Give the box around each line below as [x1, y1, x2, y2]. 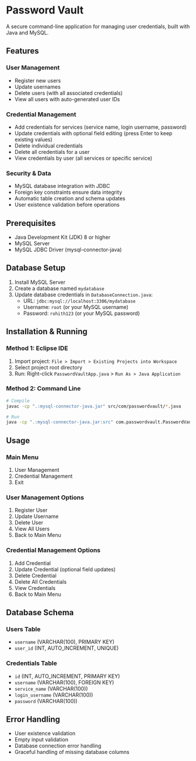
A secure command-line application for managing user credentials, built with [6, 23, 190, 30]
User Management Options [6, 493, 85, 501]
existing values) [14, 136, 52, 143]
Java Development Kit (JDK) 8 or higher [14, 234, 111, 241]
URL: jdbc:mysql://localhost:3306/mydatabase [23, 297, 136, 304]
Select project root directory [14, 364, 83, 371]
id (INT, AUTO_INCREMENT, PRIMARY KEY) [14, 673, 121, 680]
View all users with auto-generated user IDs [14, 95, 120, 102]
